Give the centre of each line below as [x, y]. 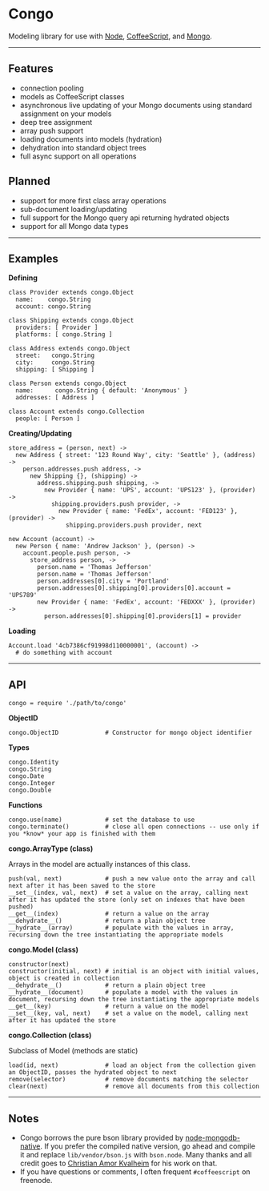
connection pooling [52, 88]
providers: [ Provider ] [57, 328]
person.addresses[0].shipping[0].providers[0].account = [134, 588]
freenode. [36, 1180]
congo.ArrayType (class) [51, 848]
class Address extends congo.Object [69, 349]
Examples [33, 258]
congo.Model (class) [43, 950]
